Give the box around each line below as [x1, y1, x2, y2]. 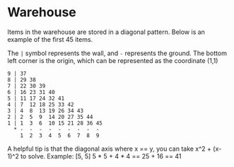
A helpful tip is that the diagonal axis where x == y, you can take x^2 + [7, 144, 212, 153]
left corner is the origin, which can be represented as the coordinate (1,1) [7, 56, 218, 64]
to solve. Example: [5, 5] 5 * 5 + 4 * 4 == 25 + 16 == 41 [20, 151, 182, 160]
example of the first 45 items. [7, 35, 93, 43]
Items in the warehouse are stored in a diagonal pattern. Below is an [7, 28, 205, 36]
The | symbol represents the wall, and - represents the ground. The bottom [7, 49, 228, 57]
